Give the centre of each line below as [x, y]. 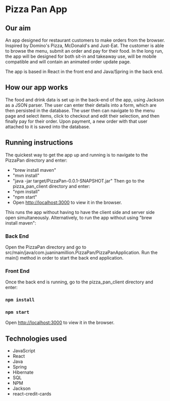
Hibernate [23, 372]
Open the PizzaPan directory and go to [46, 247]
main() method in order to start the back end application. [64, 258]
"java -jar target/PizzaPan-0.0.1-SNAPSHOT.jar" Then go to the [78, 180]
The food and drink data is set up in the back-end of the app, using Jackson [85, 99]
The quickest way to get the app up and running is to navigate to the [77, 155]
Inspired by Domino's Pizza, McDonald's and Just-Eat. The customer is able [84, 46]
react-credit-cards [32, 394]
